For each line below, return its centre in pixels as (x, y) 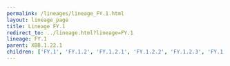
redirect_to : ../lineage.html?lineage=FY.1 (70, 33)
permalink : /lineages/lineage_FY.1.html (66, 13)
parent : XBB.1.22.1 (35, 45)
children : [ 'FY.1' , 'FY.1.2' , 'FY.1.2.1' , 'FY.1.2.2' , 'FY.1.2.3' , (106, 52)
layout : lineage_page (38, 20)
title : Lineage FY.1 (36, 26)
